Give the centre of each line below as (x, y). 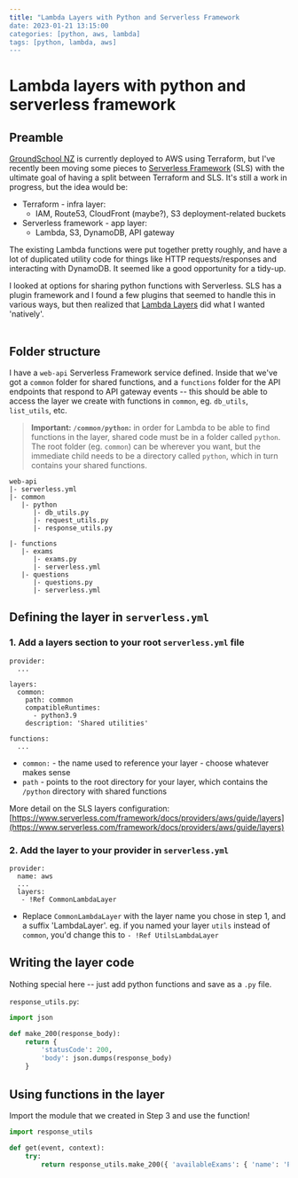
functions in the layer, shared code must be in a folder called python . (156, 437)
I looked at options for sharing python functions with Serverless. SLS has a (145, 286)
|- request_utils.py (71, 521)
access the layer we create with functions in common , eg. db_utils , (129, 401)
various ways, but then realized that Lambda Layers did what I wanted (137, 305)
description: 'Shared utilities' (87, 723)
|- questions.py (63, 583)
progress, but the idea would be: (69, 187)
